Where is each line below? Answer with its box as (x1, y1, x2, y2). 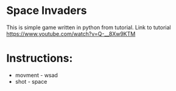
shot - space (15, 78, 48, 85)
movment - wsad (15, 71, 58, 79)
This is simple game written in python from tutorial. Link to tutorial (6, 24, 172, 31)
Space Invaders (6, 4, 87, 18)
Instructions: (6, 52, 73, 66)
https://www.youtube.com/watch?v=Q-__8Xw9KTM (6, 30, 136, 37)
